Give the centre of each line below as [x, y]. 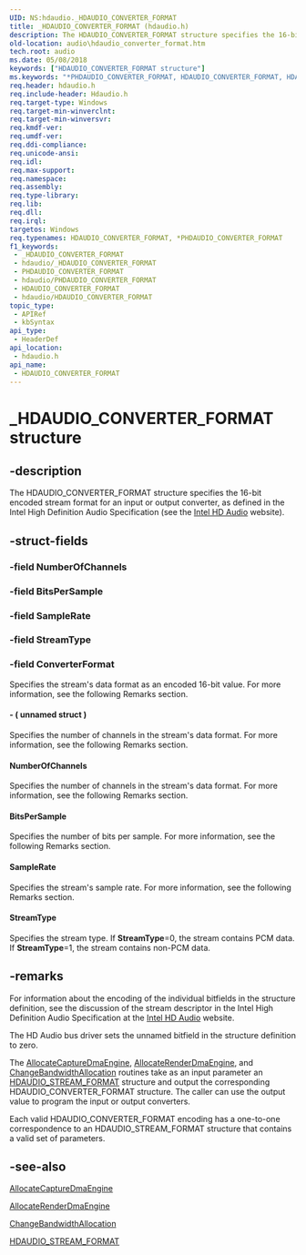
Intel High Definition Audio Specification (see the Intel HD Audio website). [147, 512]
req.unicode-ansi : [44, 153]
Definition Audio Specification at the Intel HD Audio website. [122, 1017]
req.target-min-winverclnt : [63, 111]
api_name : [28, 365]
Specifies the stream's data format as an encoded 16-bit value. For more [145, 684]
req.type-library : [44, 196]
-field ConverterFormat [62, 664]
